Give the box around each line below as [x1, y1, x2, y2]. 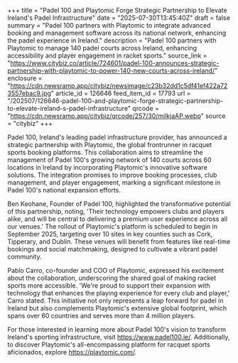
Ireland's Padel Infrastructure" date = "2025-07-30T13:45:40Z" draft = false [7, 13, 231, 22]
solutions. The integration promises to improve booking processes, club [7, 170, 217, 179]
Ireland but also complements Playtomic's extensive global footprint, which [7, 304, 227, 312]
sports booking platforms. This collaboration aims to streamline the [7, 148, 204, 156]
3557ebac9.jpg [7, 89, 52, 97]
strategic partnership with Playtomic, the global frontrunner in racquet [7, 141, 212, 148]
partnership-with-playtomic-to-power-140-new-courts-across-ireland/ [7, 67, 215, 75]
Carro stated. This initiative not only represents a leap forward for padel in [7, 296, 224, 305]
